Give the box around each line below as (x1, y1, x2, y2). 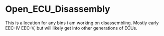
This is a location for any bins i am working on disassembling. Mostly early (5, 20, 159, 26)
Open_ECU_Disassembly (5, 3, 110, 15)
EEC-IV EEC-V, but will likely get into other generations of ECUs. (5, 25, 138, 31)
